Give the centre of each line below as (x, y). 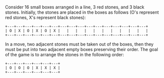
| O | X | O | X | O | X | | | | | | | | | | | (77, 31)
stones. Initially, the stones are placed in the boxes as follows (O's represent (82, 12)
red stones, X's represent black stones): (45, 17)
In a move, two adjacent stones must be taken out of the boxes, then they (79, 44)
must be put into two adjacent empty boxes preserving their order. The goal (82, 49)
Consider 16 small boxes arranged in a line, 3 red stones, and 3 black (75, 7)
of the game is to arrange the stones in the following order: (65, 54)
